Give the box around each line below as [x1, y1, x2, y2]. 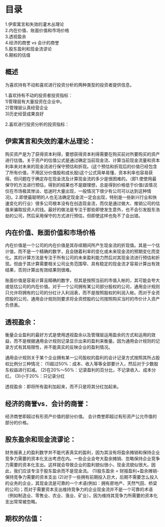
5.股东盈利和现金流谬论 [5, 46, 52, 52]
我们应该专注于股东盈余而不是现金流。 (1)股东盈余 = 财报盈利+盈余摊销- [13, 468, 159, 474]
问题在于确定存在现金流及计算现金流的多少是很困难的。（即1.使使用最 [18, 175, 157, 182]
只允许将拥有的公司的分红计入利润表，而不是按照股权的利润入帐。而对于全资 [5, 290, 160, 296]
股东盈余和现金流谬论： [5, 435, 76, 444]
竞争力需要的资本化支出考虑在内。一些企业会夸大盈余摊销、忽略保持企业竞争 [5, 456, 160, 461]
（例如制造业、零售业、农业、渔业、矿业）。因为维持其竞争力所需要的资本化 [5, 493, 158, 498]
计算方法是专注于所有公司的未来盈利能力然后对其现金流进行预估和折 [22, 255, 160, 261]
